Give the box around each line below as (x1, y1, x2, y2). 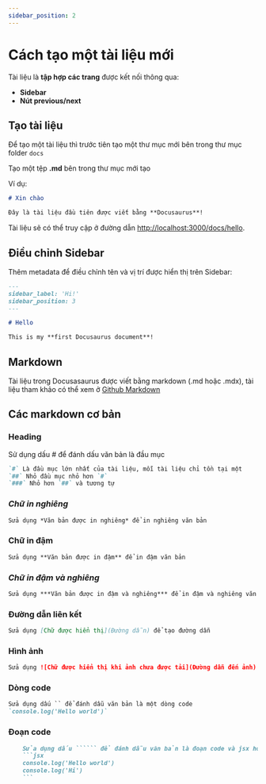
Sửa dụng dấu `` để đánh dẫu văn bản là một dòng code (8, 700, 193, 709)
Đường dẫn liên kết (8, 609, 82, 620)
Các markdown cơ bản (8, 408, 121, 421)
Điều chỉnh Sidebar (8, 246, 104, 259)
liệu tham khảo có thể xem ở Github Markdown (8, 385, 161, 394)
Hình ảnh (8, 645, 44, 656)
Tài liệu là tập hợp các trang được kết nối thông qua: (8, 72, 180, 82)
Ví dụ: (8, 179, 28, 189)
